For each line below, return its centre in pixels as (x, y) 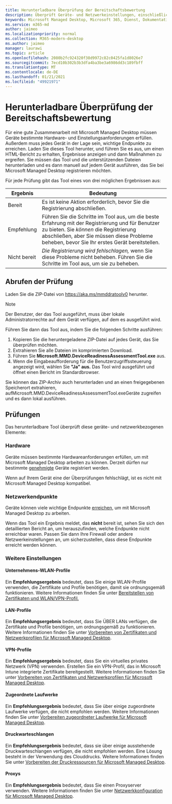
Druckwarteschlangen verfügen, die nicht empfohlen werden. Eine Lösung (84, 751)
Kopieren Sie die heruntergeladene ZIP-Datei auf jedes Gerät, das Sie (85, 339)
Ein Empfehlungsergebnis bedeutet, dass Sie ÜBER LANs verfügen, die (81, 622)
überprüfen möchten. (35, 345)
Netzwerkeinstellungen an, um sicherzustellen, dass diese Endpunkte (79, 539)
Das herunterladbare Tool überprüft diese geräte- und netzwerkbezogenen (84, 427)
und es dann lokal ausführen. (36, 398)
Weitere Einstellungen (33, 558)
